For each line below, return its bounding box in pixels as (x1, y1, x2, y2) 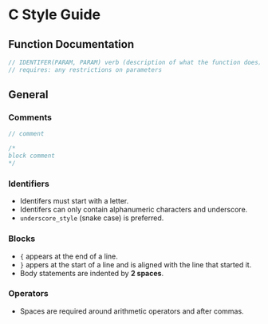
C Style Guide (8, 6, 101, 24)
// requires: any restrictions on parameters (8, 65, 162, 73)
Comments (8, 112, 52, 123)
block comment (8, 152, 56, 160)
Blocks (8, 233, 36, 244)
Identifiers (8, 178, 49, 189)
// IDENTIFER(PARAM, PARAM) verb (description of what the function (8, 58, 241, 66)
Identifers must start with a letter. (19, 196, 129, 206)
